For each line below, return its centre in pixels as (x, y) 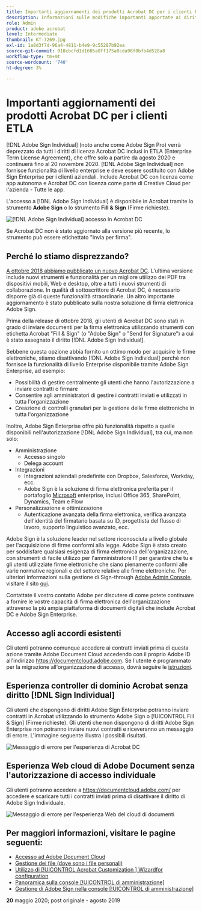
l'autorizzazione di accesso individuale (81, 776)
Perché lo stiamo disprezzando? (68, 256)
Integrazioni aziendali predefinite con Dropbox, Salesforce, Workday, (109, 476)
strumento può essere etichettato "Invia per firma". (69, 238)
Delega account (44, 463)
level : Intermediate (32, 34)
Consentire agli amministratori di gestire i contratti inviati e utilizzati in (101, 395)
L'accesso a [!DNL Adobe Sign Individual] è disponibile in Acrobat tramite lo (100, 201)
